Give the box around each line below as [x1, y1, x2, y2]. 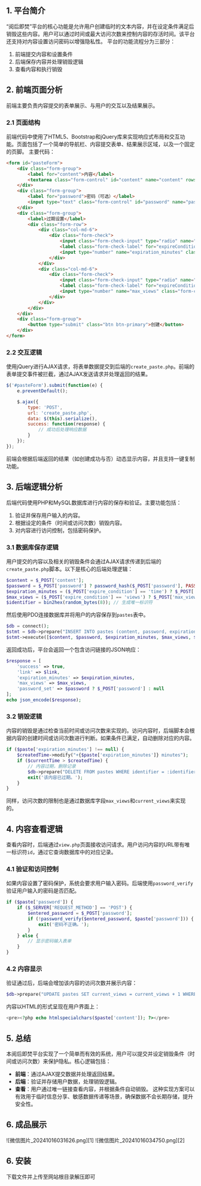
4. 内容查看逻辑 [6, 824, 63, 834]
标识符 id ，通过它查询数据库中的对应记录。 [11, 848, 117, 856]
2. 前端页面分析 [6, 85, 63, 95]
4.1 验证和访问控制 [6, 864, 59, 873]
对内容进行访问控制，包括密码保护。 [14, 527, 105, 534]
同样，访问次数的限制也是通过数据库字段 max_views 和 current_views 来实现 [6, 797, 186, 804]
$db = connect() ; [6, 623, 50, 629]
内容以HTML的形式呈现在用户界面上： [6, 1003, 100, 1010]
